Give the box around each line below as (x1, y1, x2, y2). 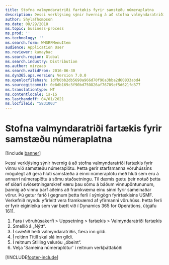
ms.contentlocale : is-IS (5, 92, 57, 97)
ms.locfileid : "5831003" (5, 101, 57, 106)
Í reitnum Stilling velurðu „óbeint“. (12, 239, 81, 245)
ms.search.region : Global (5, 54, 59, 59)
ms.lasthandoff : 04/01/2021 (5, 96, 64, 101)
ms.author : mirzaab (5, 63, 46, 69)
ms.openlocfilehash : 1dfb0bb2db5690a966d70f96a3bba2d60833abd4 (5, 78, 141, 83)
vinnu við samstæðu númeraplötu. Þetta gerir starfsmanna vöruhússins (5, 165, 152, 171)
